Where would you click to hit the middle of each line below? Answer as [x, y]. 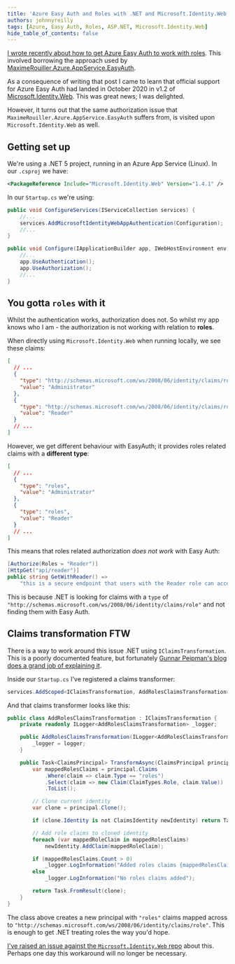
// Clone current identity [72, 802]
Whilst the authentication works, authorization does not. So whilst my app [113, 320]
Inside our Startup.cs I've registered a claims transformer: [91, 679]
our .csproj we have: [38, 171]
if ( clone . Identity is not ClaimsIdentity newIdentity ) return [126, 821]
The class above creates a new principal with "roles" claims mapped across [117, 917]
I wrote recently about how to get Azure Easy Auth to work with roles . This [114, 53]
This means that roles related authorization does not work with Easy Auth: [114, 551]
